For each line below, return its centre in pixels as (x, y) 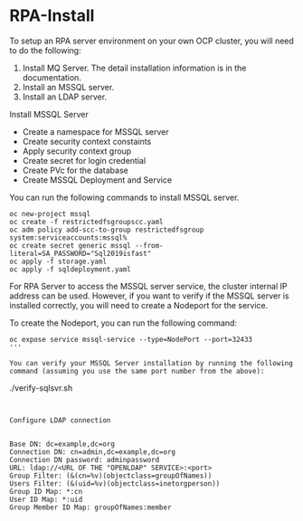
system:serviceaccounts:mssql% (68, 237)
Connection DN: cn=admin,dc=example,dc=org (93, 452)
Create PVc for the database (75, 170)
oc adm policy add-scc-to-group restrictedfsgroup (107, 230)
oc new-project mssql (50, 213)
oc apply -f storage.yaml (58, 261)
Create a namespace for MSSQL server (95, 131)
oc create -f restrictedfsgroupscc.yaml (87, 222)
